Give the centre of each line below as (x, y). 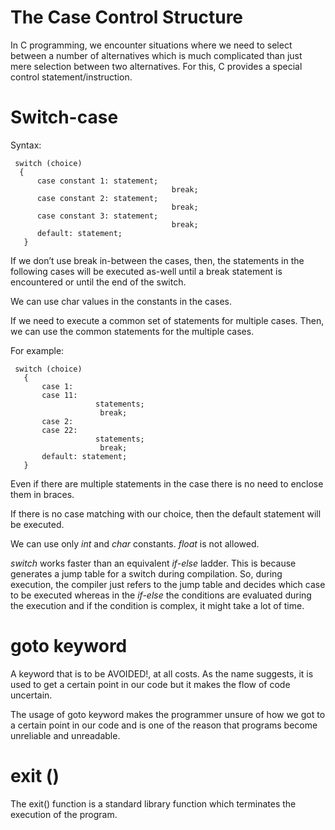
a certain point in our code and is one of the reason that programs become (164, 725)
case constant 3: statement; (97, 216)
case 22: (59, 430)
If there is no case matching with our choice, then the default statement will (166, 513)
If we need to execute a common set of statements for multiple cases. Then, (167, 320)
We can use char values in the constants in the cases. (121, 301)
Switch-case (64, 117)
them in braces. (42, 494)
